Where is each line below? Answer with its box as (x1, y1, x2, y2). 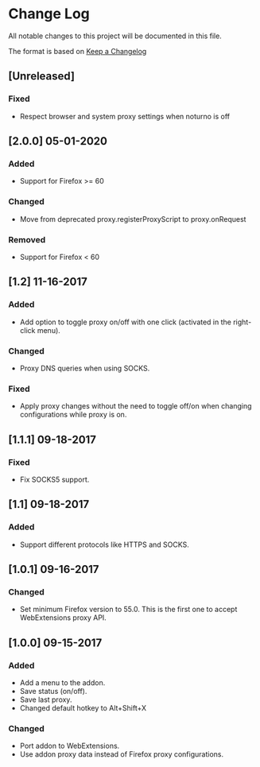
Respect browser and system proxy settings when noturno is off (19, 111, 231, 121)
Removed (8, 234, 46, 245)
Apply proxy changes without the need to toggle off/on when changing (19, 401, 252, 411)
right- (233, 317, 252, 327)
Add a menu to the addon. (19, 677, 106, 688)
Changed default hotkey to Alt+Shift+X (19, 703, 147, 712)
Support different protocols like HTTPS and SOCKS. (19, 540, 189, 549)
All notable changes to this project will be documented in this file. (8, 31, 223, 41)
